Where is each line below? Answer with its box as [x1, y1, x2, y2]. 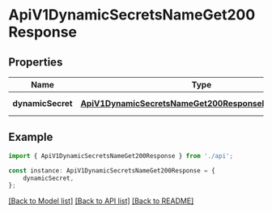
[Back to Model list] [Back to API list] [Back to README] [8, 196, 194, 206]
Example [8, 130, 53, 144]
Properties [8, 55, 63, 69]
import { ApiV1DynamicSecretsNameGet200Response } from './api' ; [8, 151, 233, 160]
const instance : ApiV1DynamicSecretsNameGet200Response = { [8, 166, 216, 175]
